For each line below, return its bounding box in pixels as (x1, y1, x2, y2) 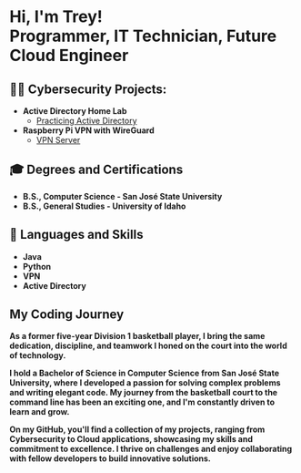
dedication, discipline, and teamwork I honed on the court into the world (9, 340, 288, 352)
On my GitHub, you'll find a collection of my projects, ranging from (9, 424, 266, 435)
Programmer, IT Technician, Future (9, 26, 277, 46)
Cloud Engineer (9, 46, 129, 66)
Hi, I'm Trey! (9, 6, 103, 27)
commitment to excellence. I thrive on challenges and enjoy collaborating (9, 444, 293, 455)
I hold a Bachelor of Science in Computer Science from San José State (9, 367, 280, 379)
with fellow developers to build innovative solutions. (9, 453, 211, 464)
